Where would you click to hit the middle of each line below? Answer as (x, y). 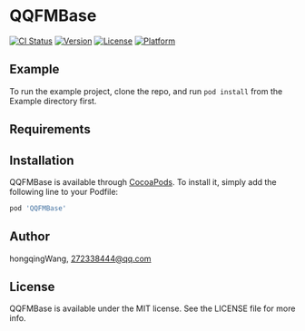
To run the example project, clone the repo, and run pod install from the (146, 91)
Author (30, 237)
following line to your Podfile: (64, 191)
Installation (42, 160)
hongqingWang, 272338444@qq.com (80, 258)
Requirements (50, 129)
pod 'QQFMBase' (38, 208)
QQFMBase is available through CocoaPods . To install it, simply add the (143, 181)
